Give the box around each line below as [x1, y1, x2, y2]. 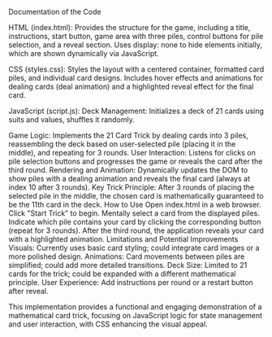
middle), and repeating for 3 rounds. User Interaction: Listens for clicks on [8, 148, 256, 157]
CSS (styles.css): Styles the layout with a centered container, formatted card [8, 64, 265, 74]
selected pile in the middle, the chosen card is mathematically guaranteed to [8, 191, 264, 200]
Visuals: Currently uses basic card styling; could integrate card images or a [8, 243, 260, 252]
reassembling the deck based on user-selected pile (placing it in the [8, 139, 236, 149]
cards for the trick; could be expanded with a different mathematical [8, 269, 236, 278]
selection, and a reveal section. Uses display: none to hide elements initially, [8, 40, 262, 50]
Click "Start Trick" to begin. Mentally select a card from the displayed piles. [8, 208, 260, 218]
